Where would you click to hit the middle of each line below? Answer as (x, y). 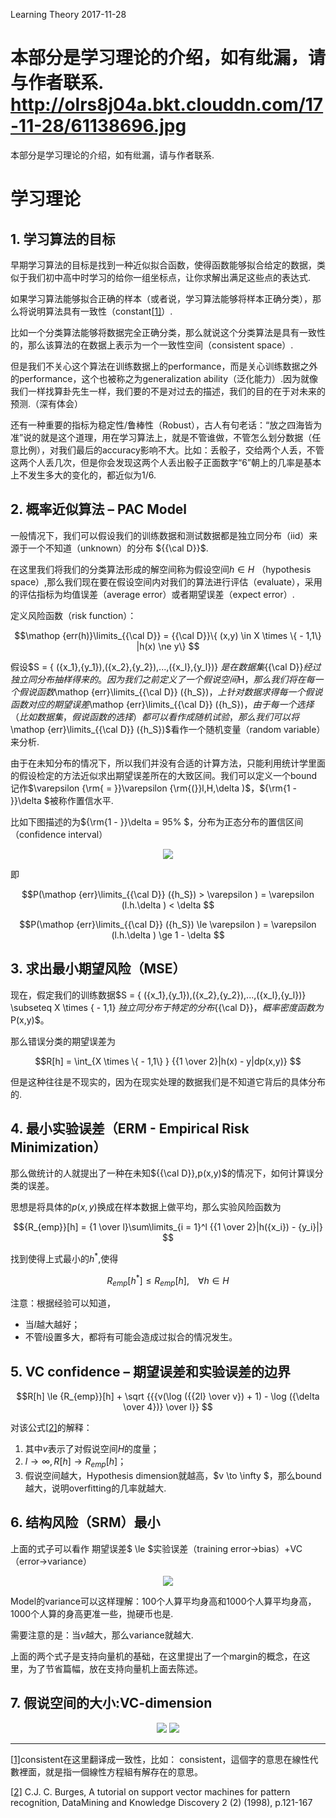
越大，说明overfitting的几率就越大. (95, 1488)
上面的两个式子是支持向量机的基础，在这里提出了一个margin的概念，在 (156, 1656)
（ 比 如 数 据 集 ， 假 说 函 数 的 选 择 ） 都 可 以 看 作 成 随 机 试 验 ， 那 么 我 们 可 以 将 (155, 716)
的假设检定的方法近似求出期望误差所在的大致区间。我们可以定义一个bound (164, 775)
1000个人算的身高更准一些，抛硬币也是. (92, 1613)
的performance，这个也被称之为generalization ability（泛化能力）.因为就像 (164, 378)
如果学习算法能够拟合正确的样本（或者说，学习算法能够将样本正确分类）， (161, 298)
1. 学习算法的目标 (63, 239)
